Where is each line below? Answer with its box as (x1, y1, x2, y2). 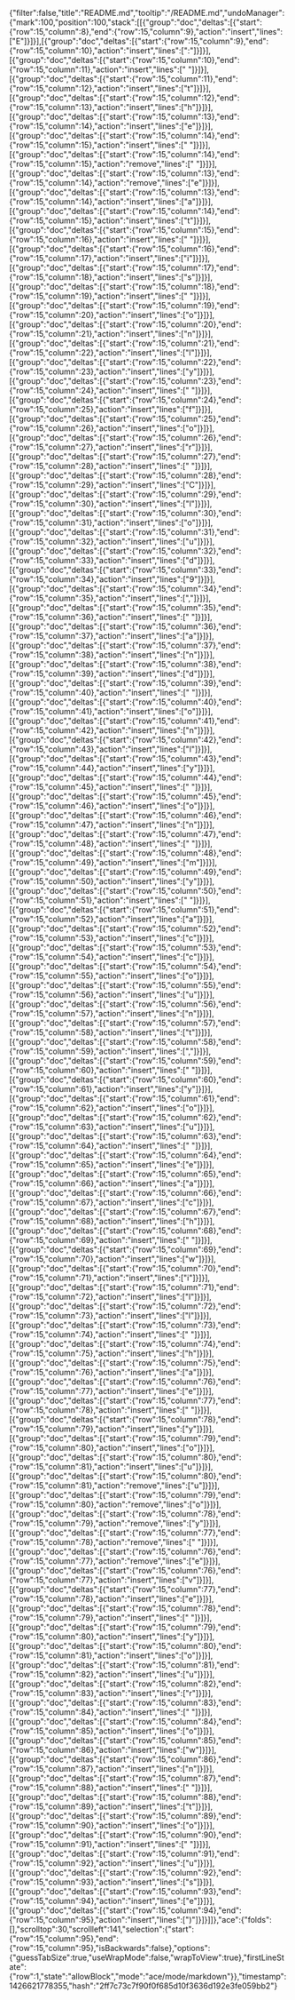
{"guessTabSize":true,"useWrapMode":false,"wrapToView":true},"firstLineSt (9, 1952, 285, 1963)
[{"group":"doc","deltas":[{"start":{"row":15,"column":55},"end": (9, 980, 242, 990)
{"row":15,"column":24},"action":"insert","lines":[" (9, 386, 190, 395)
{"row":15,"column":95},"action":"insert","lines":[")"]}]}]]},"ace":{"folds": (9, 1915, 272, 1924)
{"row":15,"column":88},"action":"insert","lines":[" (9, 1782, 190, 1793)
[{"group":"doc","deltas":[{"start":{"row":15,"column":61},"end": (9, 1093, 240, 1104)
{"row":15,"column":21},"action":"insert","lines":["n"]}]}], (9, 329, 213, 339)
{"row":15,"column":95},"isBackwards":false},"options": (9, 1943, 211, 1953)
